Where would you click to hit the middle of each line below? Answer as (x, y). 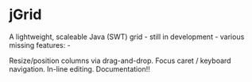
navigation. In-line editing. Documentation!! (79, 68)
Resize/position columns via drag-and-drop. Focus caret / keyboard (120, 61)
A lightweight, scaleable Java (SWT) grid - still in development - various (127, 37)
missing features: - (40, 45)
